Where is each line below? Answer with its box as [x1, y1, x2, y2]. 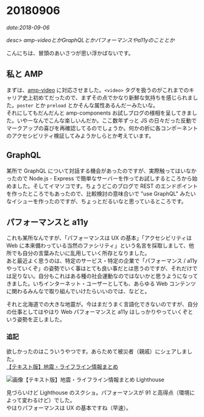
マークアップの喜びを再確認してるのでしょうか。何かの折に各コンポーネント [6, 124, 199, 132]
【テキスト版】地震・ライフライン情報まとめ [6, 363, 119, 370]
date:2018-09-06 [6, 24, 50, 31]
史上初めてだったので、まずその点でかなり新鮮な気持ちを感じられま [22, 94, 193, 101]
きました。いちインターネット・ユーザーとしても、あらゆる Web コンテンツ [6, 280, 196, 287]
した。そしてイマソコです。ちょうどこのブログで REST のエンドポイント [16, 182, 199, 190]
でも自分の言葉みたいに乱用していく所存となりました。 [11, 249, 150, 257]
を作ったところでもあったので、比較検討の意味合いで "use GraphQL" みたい [6, 190, 196, 197]
